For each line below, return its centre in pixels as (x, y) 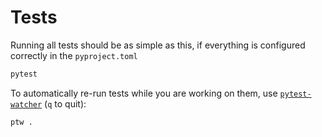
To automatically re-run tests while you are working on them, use (144, 93)
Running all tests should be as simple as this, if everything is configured (158, 45)
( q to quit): (65, 103)
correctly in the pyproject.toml (74, 55)
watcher (26, 104)
